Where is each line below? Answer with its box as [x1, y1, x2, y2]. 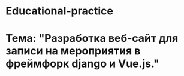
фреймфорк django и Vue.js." [5, 57, 159, 71]
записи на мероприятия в [5, 44, 141, 58]
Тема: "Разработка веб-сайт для [5, 32, 179, 45]
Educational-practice [5, 4, 113, 18]
